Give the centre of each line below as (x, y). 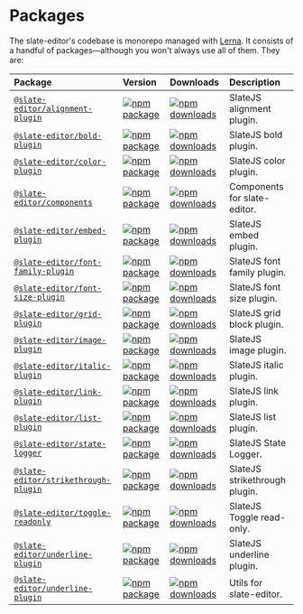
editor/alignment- (53, 108)
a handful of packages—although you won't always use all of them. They (145, 50)
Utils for (246, 582)
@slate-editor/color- (60, 162)
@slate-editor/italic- (62, 366)
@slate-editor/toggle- (62, 512)
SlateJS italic (257, 365)
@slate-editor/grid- (58, 314)
